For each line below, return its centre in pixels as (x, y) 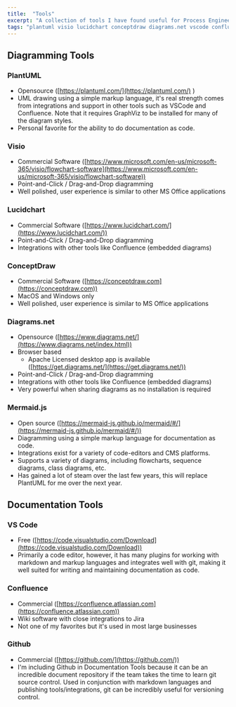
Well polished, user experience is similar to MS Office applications (113, 303)
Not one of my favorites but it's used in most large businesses (107, 626)
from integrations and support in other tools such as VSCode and (112, 106)
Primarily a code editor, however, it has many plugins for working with (118, 555)
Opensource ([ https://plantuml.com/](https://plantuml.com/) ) (106, 91)
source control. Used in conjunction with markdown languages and (114, 682)
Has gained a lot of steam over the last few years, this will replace (112, 475)
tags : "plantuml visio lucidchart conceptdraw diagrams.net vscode (108, 27)
